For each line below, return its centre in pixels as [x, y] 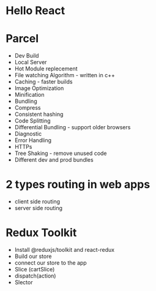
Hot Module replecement [46, 69]
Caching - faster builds [43, 82]
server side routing [38, 208]
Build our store [33, 256]
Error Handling [33, 140]
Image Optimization [39, 88]
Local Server [31, 62]
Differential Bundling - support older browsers [72, 127]
